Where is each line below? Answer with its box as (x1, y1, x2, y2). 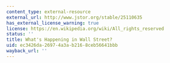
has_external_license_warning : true (6, 20, 99, 26)
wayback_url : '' (6, 48, 47, 54)
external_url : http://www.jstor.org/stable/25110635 (6, 14, 143, 20)
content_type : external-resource (6, 8, 91, 15)
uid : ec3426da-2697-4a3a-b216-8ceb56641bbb (6, 43, 118, 49)
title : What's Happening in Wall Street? (6, 37, 113, 43)
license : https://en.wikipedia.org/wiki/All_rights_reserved (6, 25, 165, 32)
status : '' (6, 31, 34, 37)
